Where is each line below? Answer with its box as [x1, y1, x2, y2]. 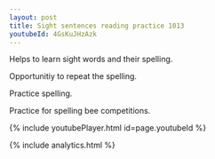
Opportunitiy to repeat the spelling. [9, 71, 138, 82]
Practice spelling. [9, 88, 73, 99]
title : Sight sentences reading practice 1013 [9, 21, 185, 30]
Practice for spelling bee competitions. [9, 106, 151, 116]
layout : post [9, 12, 58, 22]
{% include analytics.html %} [9, 139, 115, 151]
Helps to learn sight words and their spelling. [9, 54, 173, 65]
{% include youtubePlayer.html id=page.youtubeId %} [9, 123, 207, 133]
